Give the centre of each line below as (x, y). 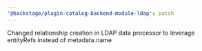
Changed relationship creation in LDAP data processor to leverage (101, 33)
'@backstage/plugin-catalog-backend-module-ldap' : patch (91, 13)
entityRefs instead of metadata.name (60, 40)
